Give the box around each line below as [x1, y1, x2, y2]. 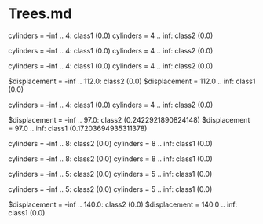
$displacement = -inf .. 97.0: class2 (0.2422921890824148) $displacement [8, 115, 250, 124]
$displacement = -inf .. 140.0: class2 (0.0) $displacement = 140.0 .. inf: [8, 200, 238, 209]
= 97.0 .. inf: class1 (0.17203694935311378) [8, 123, 148, 133]
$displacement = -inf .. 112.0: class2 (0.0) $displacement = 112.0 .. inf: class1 [8, 76, 256, 86]
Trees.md [8, 5, 72, 23]
